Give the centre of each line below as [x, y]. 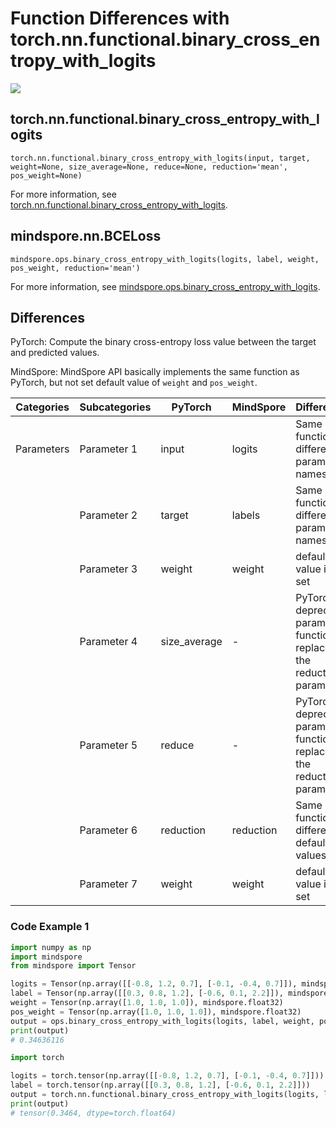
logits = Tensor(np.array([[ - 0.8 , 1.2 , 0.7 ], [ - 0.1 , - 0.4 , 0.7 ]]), [154, 984]
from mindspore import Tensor [73, 966]
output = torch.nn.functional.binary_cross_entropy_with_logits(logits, [165, 1095]
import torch [37, 1058]
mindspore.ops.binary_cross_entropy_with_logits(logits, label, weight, [165, 259]
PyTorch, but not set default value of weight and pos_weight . [134, 383]
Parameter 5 [108, 745]
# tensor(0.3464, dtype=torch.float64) [93, 1113]
